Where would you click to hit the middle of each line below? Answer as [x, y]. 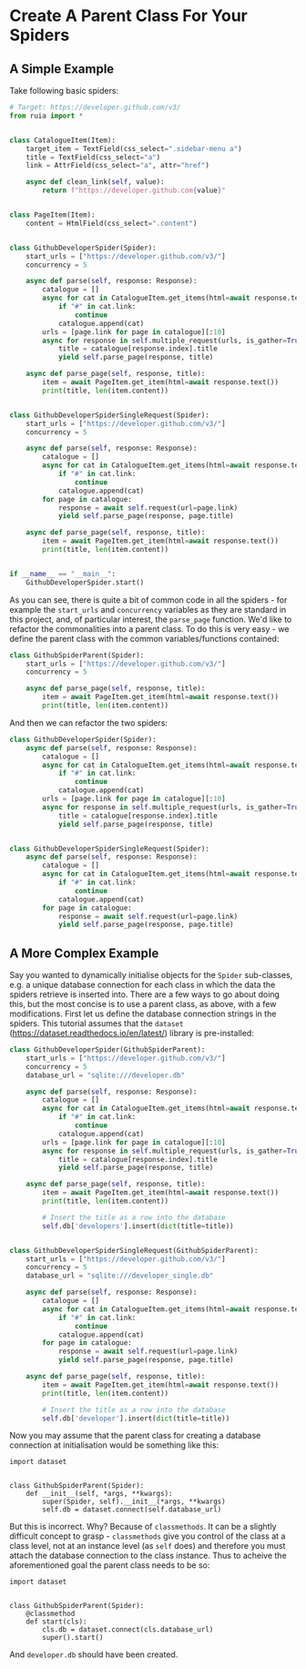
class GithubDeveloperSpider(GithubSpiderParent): [107, 1050]
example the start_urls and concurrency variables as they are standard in [148, 609]
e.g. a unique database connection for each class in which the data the [143, 985]
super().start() [73, 1638]
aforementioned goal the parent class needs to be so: [110, 1565]
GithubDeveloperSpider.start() [85, 582]
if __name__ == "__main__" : [63, 574]
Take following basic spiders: [64, 91]
